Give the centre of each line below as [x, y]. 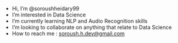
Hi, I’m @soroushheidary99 [46, 9]
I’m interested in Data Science [49, 15]
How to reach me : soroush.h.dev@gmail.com [68, 34]
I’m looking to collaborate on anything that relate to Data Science [92, 27]
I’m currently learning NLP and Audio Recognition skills [80, 21]
